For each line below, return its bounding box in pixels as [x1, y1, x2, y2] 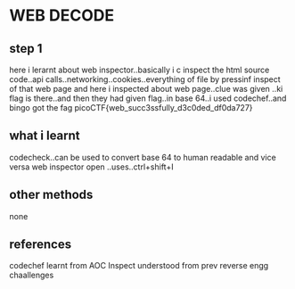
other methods [9, 187, 94, 202]
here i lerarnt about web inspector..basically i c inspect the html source [9, 64, 270, 75]
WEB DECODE [9, 5, 114, 26]
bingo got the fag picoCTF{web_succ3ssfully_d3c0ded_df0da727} [9, 103, 253, 112]
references [9, 237, 72, 252]
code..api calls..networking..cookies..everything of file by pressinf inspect [9, 74, 281, 85]
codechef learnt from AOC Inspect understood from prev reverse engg [9, 260, 269, 271]
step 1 [9, 41, 43, 56]
